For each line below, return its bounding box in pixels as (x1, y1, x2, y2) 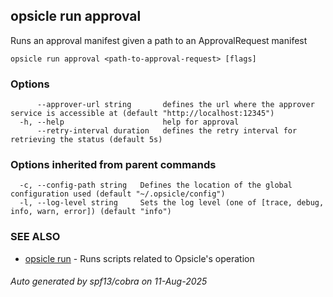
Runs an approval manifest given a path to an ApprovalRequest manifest (10, 34, 308, 46)
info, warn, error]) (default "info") (10, 207, 172, 217)
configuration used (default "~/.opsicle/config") (10, 189, 226, 199)
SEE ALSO (10, 230, 61, 244)
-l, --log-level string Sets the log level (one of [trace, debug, (19, 198, 325, 208)
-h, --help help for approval (19, 117, 240, 128)
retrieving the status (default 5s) (10, 135, 163, 145)
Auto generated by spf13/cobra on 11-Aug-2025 (10, 275, 208, 288)
